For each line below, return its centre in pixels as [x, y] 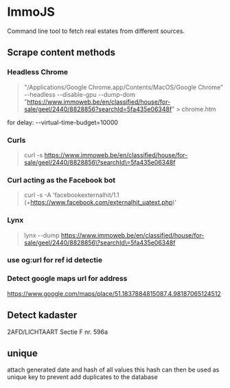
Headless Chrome [38, 72]
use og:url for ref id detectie [55, 260]
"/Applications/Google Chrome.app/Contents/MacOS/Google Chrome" [124, 87]
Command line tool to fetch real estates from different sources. [96, 31]
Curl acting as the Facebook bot [61, 180]
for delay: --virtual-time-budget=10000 [63, 122]
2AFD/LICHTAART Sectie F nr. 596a [58, 332]
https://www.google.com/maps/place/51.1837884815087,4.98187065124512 [114, 293]
